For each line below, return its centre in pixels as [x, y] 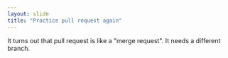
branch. [19, 48]
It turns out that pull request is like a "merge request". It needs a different [114, 40]
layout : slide [28, 14]
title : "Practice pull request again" [65, 21]
